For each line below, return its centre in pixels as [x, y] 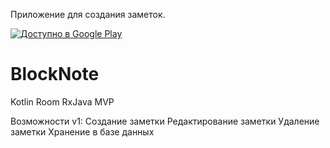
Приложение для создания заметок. [88, 14]
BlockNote [55, 74]
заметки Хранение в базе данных [82, 131]
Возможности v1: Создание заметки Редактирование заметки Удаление [165, 121]
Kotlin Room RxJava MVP [62, 101]
